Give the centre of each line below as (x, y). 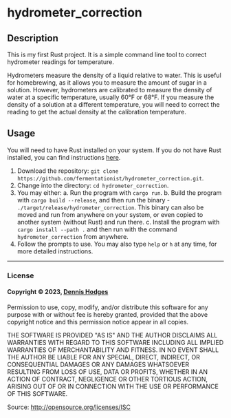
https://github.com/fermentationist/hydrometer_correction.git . (110, 178)
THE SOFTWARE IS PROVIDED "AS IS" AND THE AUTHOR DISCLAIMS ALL (112, 335)
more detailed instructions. (55, 251)
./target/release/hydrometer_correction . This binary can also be (110, 207)
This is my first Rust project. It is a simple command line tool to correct (107, 54)
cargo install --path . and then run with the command (97, 229)
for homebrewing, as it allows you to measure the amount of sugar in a (107, 83)
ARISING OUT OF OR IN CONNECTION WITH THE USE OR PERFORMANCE (113, 386)
